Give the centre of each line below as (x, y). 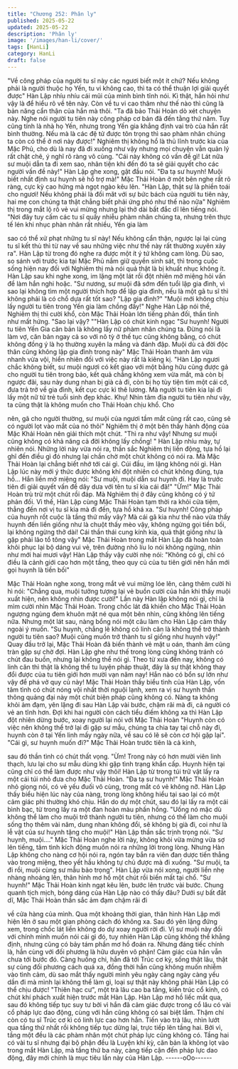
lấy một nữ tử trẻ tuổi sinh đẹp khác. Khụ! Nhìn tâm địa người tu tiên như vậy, (119, 397)
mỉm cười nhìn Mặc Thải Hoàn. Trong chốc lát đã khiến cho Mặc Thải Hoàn (117, 606)
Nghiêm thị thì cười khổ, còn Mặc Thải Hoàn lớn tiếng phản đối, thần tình (113, 313)
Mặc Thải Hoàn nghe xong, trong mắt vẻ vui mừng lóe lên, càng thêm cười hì (119, 583)
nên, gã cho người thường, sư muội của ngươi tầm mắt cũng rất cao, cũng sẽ (119, 418)
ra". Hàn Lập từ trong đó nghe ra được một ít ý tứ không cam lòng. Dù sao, (116, 253)
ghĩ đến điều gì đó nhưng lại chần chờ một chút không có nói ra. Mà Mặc (114, 456)
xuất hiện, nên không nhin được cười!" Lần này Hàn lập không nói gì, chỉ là (116, 598)
